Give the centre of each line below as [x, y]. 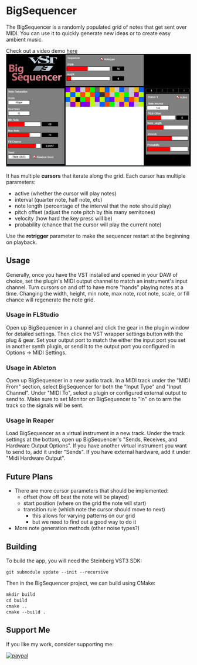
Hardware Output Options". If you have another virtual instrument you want [96, 446]
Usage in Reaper [30, 420]
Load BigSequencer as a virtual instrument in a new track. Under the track [96, 433]
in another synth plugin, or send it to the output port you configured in [90, 346]
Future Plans [30, 476]
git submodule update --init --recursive [57, 572]
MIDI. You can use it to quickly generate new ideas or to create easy [89, 33]
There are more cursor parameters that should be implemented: [91, 491]
